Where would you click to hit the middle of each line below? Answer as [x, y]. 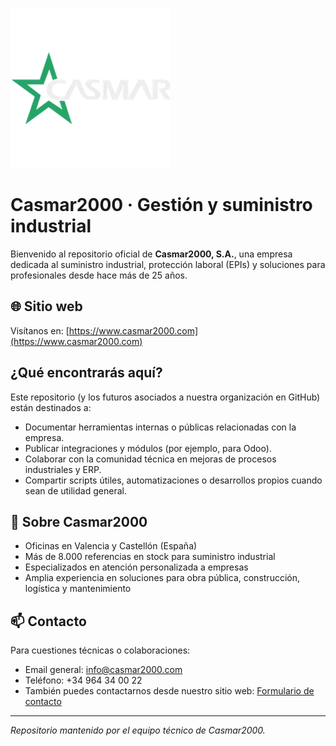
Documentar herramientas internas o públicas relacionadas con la [160, 427]
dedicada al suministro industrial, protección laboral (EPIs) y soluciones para [168, 264]
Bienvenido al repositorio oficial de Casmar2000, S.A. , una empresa [151, 254]
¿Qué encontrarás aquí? [86, 373]
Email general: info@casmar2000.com [103, 670]
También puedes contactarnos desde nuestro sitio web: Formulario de [169, 691]
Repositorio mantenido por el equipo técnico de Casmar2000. [138, 730]
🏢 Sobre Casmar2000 [79, 521]
